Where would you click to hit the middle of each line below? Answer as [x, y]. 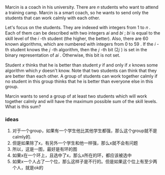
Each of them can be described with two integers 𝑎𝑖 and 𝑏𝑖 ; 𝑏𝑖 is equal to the [83, 33]
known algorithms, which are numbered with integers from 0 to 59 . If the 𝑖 [81, 44]
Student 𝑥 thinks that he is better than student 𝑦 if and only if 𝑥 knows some [82, 65]
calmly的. [22, 137]
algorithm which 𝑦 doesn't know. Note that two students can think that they [81, 70]
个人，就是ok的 [28, 168]
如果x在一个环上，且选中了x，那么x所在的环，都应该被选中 [72, 155]
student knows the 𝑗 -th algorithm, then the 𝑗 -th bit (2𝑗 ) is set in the [79, 50]
